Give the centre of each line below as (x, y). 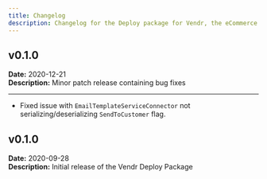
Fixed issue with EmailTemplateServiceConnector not (105, 106)
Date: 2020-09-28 (39, 158)
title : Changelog (37, 16)
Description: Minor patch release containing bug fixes (97, 83)
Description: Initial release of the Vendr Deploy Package (101, 167)
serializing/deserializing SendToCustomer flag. (93, 114)
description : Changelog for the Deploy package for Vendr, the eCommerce (133, 23)
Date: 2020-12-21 (37, 74)
